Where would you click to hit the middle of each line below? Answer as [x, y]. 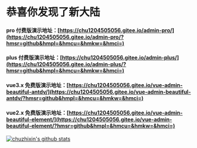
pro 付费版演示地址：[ [33, 30]
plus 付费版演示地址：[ [34, 58]
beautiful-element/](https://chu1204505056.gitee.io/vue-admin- [89, 119]
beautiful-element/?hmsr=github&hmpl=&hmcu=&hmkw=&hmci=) [91, 125]
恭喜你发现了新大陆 [53, 12]
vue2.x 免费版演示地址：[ [37, 112]
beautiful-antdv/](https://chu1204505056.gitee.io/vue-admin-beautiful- [99, 92]
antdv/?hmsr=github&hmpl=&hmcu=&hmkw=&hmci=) [75, 98]
